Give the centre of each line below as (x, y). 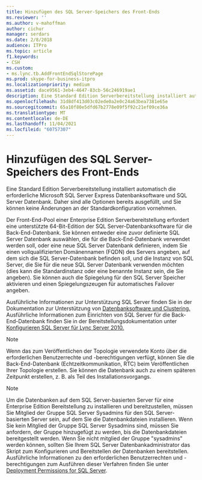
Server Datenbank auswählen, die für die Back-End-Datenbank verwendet (98, 239)
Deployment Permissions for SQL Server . (57, 470)
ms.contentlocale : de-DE (37, 118)
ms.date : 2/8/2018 (29, 40)
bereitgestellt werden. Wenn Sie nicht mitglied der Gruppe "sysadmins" (94, 438)
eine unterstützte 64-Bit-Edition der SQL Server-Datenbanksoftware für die (99, 226)
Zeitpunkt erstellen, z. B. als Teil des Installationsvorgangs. (79, 376)
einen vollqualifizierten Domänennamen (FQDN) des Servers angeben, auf (98, 251)
